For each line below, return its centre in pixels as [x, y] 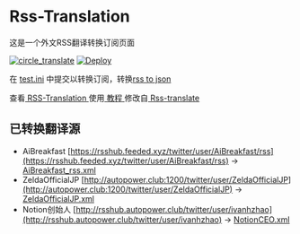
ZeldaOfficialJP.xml [58, 198]
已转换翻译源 [45, 129]
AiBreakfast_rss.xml [59, 170]
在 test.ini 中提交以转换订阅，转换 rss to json [90, 79]
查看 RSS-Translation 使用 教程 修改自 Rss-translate [105, 98]
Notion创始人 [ [49, 209]
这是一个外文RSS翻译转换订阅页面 [72, 42]
